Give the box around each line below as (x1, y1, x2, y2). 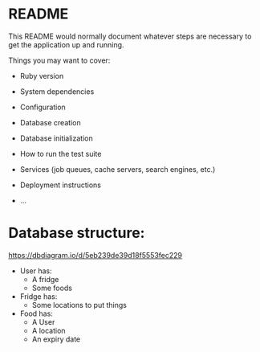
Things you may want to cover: (8, 55, 111, 65)
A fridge (31, 274, 59, 284)
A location (31, 325, 66, 335)
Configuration (19, 102, 66, 112)
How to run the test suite (19, 149, 102, 158)
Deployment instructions (19, 180, 102, 190)
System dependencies (19, 86, 95, 96)
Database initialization (19, 133, 94, 143)
